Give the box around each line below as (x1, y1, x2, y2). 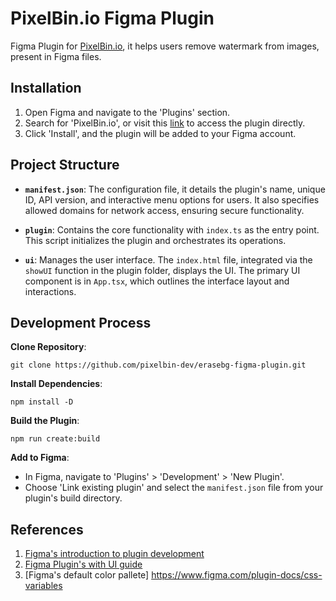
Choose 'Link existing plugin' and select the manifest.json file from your (24, 482, 324, 494)
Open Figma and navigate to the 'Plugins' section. (24, 106, 231, 118)
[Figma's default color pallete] (24, 569, 150, 581)
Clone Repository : (10, 341, 87, 353)
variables (24, 580, 63, 592)
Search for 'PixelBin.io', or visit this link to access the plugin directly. (24, 117, 306, 129)
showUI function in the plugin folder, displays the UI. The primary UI (24, 264, 301, 276)
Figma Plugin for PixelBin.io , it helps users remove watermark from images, (10, 40, 320, 52)
